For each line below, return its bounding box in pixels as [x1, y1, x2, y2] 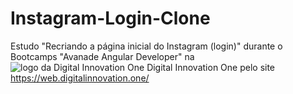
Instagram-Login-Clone [10, 7, 211, 30]
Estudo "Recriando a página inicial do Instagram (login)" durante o [10, 40, 283, 52]
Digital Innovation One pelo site [146, 61, 276, 73]
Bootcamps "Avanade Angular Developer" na [10, 50, 195, 62]
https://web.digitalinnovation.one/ [10, 72, 150, 84]
